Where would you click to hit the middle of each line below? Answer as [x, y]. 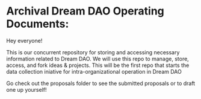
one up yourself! [26, 89]
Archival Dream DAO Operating [85, 11]
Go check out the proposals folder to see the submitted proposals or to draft [101, 83]
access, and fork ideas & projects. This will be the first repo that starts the [98, 65]
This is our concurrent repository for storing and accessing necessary [93, 52]
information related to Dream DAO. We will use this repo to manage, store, [98, 59]
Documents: [38, 24]
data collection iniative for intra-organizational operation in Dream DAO [94, 71]
